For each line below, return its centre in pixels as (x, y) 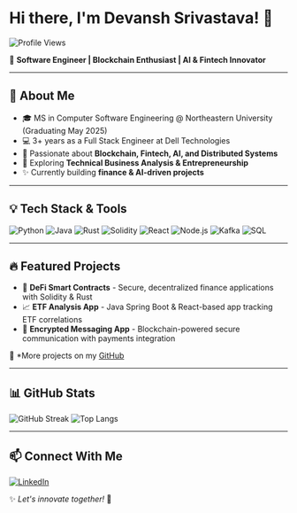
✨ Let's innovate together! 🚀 (61, 499)
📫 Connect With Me (66, 456)
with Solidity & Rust (57, 297)
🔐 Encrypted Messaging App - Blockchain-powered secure (131, 329)
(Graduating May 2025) (65, 130)
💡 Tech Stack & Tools (68, 209)
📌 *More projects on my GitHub (67, 356)
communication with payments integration (99, 338)
